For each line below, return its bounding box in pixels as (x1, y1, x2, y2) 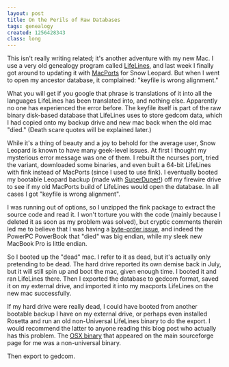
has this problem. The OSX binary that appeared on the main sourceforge (7, 331, 214, 340)
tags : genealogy (7, 23, 53, 29)
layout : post (7, 10, 44, 17)
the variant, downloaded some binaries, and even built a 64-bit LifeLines (7, 161, 211, 169)
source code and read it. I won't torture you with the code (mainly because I (7, 210, 221, 219)
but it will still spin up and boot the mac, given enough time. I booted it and (7, 268, 217, 276)
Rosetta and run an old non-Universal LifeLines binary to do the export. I (7, 317, 211, 325)
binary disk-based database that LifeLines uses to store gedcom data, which (7, 111, 223, 120)
